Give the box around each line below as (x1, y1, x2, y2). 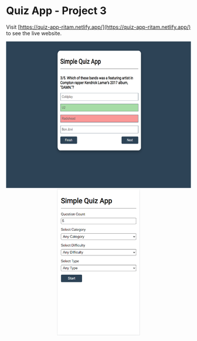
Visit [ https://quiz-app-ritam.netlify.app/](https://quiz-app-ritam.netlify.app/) (6, 23, 191, 30)
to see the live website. (6, 29, 62, 36)
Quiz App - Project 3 (6, 4, 107, 18)
